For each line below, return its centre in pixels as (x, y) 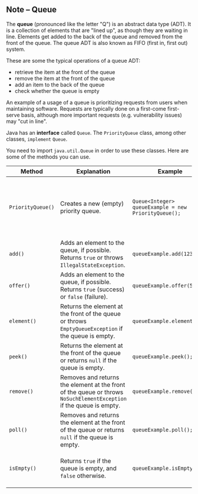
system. (16, 49)
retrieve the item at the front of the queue (65, 72)
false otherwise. (83, 476)
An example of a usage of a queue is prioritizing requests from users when (97, 102)
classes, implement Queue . (37, 139)
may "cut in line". (27, 121)
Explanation (93, 171)
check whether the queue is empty (57, 91)
